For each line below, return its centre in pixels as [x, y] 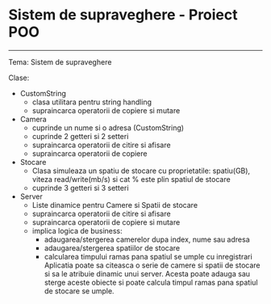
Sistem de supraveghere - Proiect [123, 15]
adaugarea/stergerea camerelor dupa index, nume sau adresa [147, 239]
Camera [33, 119]
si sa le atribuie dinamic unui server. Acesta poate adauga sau [147, 273]
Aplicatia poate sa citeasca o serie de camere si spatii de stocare [152, 265]
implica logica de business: [77, 230]
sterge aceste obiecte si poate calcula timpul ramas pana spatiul [151, 282]
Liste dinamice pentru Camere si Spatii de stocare [115, 205]
